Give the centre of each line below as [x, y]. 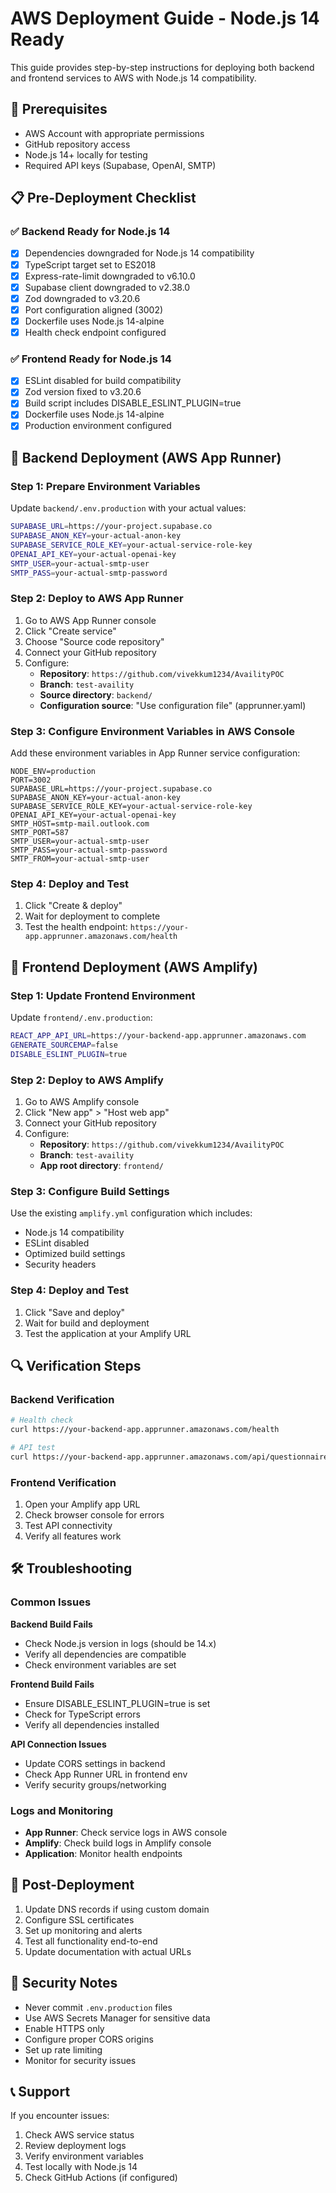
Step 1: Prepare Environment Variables [105, 486]
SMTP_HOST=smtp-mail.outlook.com [80, 824]
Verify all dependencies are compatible [105, 1654]
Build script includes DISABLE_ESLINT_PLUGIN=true [133, 403]
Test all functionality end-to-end [91, 1941]
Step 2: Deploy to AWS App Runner [97, 599]
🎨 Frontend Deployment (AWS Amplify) [134, 967]
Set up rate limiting [63, 2049]
